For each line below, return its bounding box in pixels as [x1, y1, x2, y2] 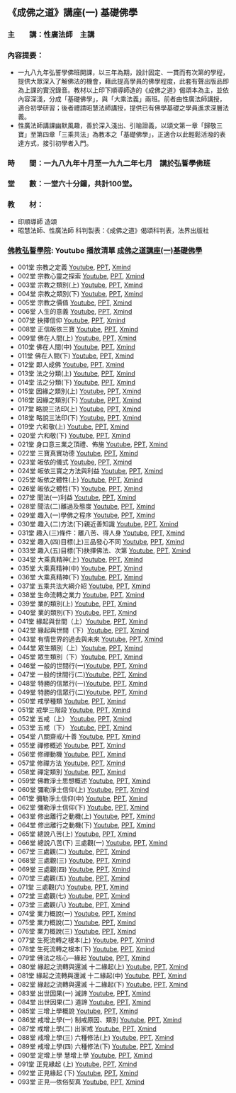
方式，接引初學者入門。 [23, 139, 93, 147]
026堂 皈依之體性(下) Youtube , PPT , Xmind [17, 485, 143, 493]
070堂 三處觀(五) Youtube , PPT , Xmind [17, 874, 130, 883]
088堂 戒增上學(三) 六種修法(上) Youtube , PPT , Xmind [17, 1033, 174, 1042]
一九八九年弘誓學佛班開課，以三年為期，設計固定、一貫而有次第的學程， [17, 68, 229, 77]
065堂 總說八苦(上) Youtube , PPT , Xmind [17, 829, 137, 838]
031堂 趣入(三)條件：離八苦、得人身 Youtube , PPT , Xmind [17, 528, 186, 537]
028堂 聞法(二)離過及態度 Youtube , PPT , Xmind [17, 502, 156, 511]
